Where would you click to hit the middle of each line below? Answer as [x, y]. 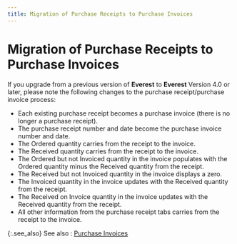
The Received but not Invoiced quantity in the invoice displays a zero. [120, 174]
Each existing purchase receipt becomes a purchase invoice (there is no [124, 113]
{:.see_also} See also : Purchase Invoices [68, 233]
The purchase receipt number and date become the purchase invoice [120, 128]
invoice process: [31, 99]
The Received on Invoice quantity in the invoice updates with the [113, 196]
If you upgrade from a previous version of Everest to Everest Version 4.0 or [119, 84]
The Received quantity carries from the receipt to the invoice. [108, 151]
